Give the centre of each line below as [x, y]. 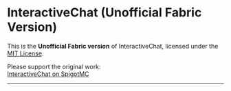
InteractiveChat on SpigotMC [48, 74]
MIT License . [25, 53]
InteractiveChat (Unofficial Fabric [104, 13]
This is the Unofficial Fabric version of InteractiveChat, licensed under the [113, 46]
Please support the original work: [54, 66]
